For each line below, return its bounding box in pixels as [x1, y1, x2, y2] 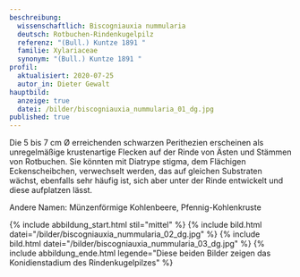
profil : [9, 63, 39, 72]
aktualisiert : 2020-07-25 [17, 71, 115, 80]
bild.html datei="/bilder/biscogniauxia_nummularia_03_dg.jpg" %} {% [9, 239, 265, 249]
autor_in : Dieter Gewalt [17, 80, 110, 88]
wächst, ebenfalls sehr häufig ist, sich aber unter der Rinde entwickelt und [9, 175, 284, 186]
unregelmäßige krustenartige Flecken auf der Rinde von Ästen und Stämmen [9, 147, 292, 157]
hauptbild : [9, 88, 50, 97]
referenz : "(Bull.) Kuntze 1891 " [17, 38, 146, 47]
